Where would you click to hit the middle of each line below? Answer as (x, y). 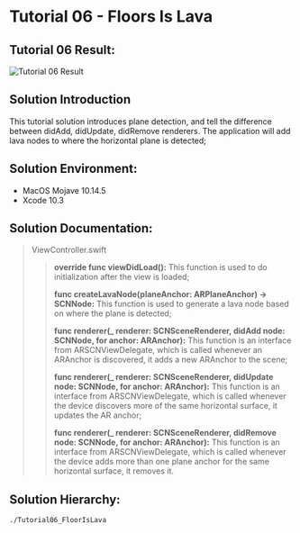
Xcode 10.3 (43, 200)
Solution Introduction (70, 99)
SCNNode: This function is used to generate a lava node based (172, 304)
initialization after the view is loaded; (122, 277)
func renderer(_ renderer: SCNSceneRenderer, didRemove (165, 433)
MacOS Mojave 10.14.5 (64, 190)
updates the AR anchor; (98, 415)
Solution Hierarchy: (65, 499)
